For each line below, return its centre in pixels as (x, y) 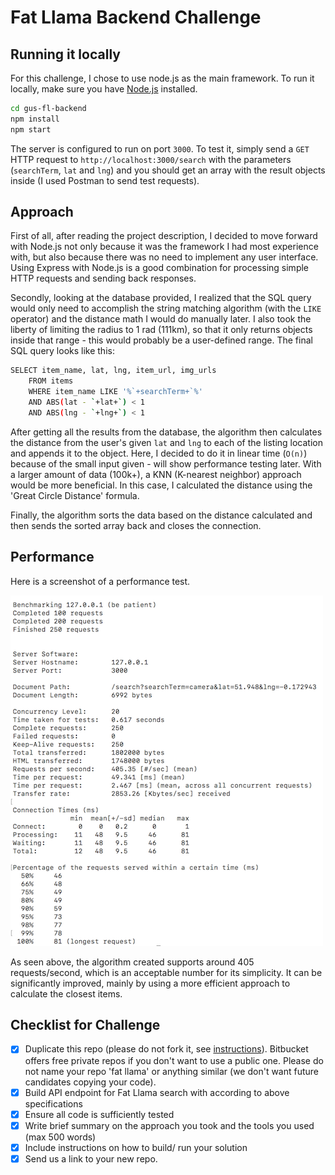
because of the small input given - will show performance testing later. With (166, 463)
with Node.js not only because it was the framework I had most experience (164, 247)
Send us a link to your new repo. (91, 1158)
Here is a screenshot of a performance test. (100, 581)
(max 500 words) (60, 1137)
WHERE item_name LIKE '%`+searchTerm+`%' (115, 392)
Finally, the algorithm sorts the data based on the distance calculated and (161, 515)
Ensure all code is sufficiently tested (99, 1114)
